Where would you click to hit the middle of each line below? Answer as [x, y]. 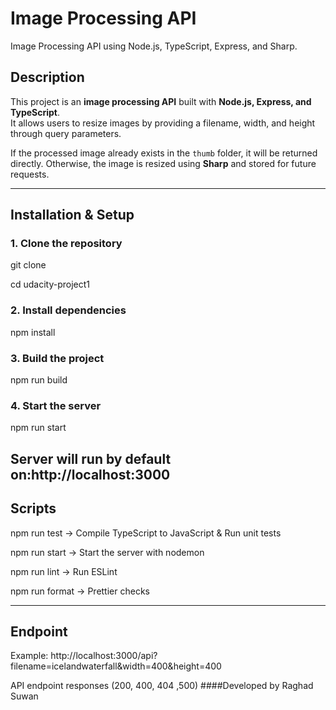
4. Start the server [56, 405]
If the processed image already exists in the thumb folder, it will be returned [164, 153]
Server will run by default [91, 458]
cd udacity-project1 [50, 284]
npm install [33, 332]
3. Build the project [57, 358]
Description [47, 77]
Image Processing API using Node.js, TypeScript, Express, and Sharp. [154, 46]
